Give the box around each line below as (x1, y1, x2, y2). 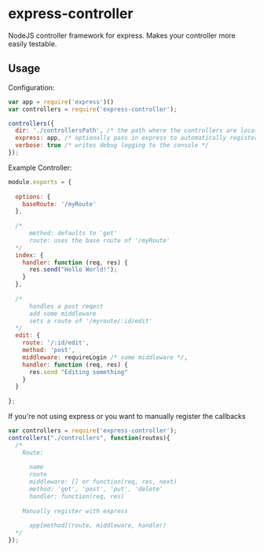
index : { (15, 251, 44, 259)
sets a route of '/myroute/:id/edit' (28, 317, 153, 325)
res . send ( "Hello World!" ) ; (28, 266, 118, 274)
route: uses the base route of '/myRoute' (28, 237, 170, 244)
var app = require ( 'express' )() (8, 97, 114, 106)
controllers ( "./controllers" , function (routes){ (8, 434, 170, 442)
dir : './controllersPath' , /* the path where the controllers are (15, 127, 237, 134)
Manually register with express (22, 507, 128, 515)
